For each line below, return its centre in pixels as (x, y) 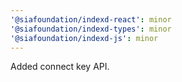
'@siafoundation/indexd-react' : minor (91, 19)
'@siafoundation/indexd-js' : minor (84, 38)
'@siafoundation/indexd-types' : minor (91, 29)
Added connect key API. (60, 67)
